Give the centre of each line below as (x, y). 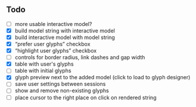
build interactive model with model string (65, 37)
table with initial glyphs (43, 71)
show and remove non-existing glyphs (62, 90)
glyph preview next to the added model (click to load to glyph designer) (102, 77)
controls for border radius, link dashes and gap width (80, 57)
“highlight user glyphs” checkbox (56, 51)
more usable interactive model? (53, 24)
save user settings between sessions (60, 84)
